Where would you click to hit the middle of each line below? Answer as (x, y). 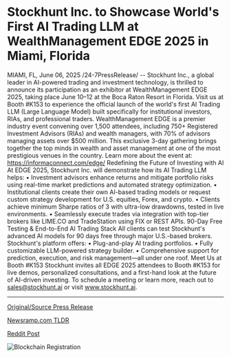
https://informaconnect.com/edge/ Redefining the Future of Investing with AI (115, 162)
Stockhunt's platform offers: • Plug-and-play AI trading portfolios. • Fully (110, 243)
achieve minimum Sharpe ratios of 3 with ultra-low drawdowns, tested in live (115, 207)
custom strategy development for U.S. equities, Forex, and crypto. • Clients (113, 199)
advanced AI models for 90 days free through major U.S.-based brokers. (110, 235)
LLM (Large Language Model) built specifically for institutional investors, (109, 112)
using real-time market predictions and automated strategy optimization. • (112, 185)
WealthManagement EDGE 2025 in (108, 41)
